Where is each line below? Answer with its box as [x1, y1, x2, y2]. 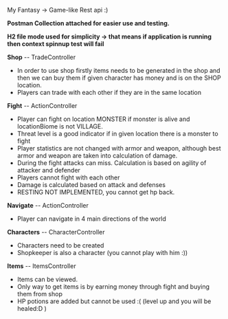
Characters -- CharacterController [7, 228, 105, 236]
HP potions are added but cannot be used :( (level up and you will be [16, 297, 212, 305]
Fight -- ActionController [7, 102, 78, 109]
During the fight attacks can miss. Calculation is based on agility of [16, 159, 207, 167]
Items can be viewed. [16, 275, 78, 283]
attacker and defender [16, 166, 81, 174]
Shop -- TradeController [7, 53, 76, 61]
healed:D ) [16, 305, 47, 312]
